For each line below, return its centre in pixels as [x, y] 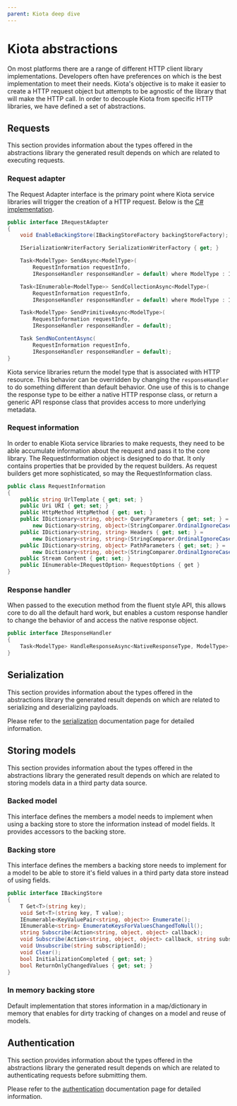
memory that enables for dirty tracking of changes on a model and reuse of [117, 1013]
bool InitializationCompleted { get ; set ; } [86, 959]
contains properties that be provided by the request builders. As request [112, 466]
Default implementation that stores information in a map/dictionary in [107, 1006]
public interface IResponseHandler [60, 633]
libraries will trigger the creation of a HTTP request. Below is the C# [105, 202]
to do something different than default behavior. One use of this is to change [118, 387]
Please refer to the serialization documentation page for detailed [101, 721]
